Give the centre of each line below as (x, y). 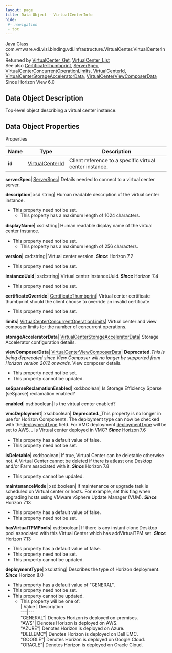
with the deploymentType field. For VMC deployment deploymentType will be (86, 424)
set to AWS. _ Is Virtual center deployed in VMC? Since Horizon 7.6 (76, 430)
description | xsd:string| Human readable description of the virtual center (82, 194)
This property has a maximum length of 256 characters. (79, 246)
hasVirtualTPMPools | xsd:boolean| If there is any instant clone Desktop (81, 528)
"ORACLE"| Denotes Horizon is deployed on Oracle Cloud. (82, 645)
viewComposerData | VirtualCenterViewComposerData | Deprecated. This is (85, 352)
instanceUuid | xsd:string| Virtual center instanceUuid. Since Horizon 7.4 (82, 276)
